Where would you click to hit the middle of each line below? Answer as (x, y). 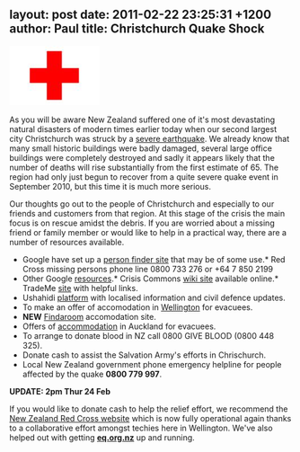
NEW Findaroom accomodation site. (89, 316)
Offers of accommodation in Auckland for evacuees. (119, 326)
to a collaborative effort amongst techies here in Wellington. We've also (141, 428)
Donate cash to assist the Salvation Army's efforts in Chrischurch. (144, 355)
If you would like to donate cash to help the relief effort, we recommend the (149, 409)
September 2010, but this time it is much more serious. (110, 186)
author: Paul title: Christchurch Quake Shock (137, 29)
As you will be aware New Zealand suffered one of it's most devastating (142, 120)
